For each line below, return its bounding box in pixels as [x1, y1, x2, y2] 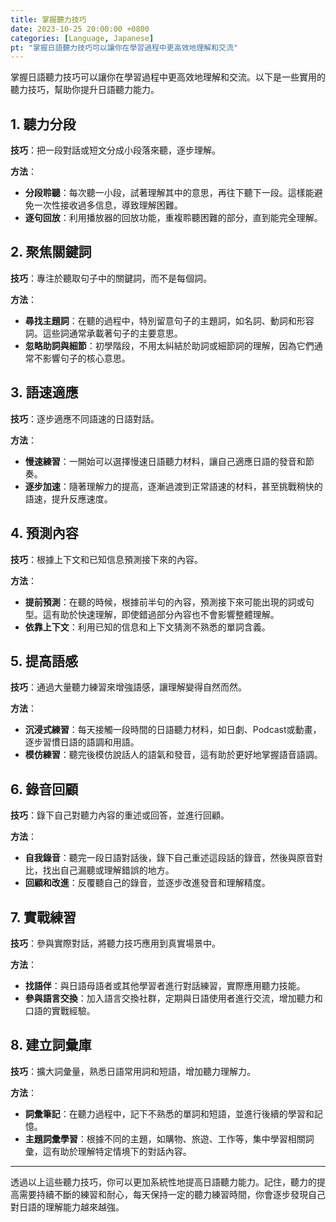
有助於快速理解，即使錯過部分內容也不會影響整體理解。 [51, 608, 280, 620]
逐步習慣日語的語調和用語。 [24, 736, 140, 748]
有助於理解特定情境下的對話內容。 [51, 1145, 192, 1157]
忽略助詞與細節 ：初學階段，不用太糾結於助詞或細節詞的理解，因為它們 [24, 339, 315, 351]
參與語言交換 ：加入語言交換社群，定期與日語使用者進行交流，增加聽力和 [24, 992, 323, 1004]
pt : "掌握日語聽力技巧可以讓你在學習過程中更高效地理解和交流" [10, 42, 239, 53]
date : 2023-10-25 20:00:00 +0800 [10, 24, 150, 34]
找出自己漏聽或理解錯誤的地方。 [42, 864, 175, 876]
